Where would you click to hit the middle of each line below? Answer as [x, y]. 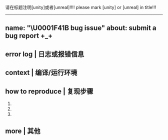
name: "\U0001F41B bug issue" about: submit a [81, 28]
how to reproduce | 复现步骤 [49, 91]
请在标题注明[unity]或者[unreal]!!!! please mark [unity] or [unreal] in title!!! [81, 7]
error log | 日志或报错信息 [45, 54]
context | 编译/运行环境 [41, 73]
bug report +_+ [29, 36]
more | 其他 [23, 131]
